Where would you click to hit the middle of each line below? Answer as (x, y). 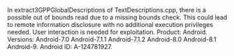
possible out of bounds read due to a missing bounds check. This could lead (117, 17)
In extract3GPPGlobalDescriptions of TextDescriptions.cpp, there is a (107, 10)
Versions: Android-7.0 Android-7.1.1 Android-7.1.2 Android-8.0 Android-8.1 (112, 39)
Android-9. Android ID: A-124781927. (60, 47)
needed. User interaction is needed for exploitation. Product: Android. (108, 32)
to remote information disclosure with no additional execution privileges (110, 25)
